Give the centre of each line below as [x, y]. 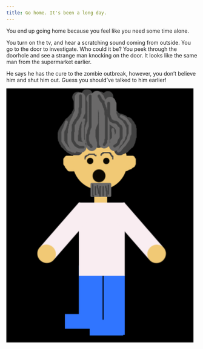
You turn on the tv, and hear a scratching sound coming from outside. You [98, 42]
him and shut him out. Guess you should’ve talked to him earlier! [86, 80]
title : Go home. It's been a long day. [57, 13]
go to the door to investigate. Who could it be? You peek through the [92, 49]
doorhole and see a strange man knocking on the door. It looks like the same [102, 55]
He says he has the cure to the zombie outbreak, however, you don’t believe [101, 73]
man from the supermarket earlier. [49, 62]
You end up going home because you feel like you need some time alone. [98, 31]
